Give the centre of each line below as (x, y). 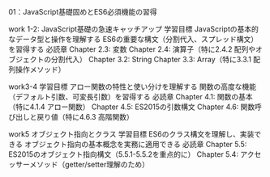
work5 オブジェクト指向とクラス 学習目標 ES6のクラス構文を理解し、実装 (131, 134)
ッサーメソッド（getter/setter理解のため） (79, 164)
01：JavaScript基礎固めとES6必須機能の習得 (83, 12)
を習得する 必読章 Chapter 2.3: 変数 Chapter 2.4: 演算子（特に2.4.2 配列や (132, 49)
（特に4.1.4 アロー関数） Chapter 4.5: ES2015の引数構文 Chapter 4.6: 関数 (132, 107)
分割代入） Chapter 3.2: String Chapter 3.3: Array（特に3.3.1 (151, 59)
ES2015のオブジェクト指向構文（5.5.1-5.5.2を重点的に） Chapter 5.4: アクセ (135, 154)
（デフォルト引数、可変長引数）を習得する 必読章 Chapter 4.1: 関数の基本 (131, 97)
